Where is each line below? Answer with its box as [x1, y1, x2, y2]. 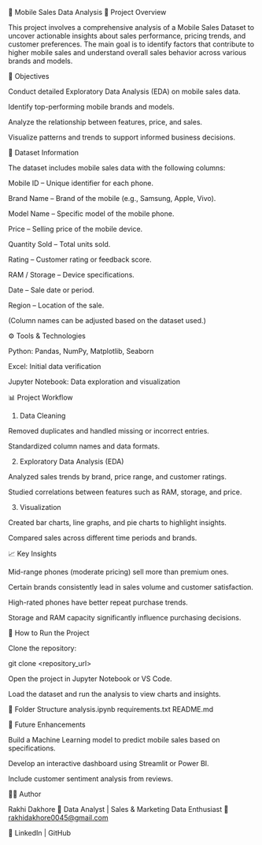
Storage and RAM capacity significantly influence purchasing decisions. [8, 613, 242, 622]
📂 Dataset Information [8, 148, 79, 157]
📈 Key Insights [8, 549, 57, 558]
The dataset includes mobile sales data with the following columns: [8, 163, 226, 173]
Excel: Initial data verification [8, 362, 101, 370]
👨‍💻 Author [8, 789, 42, 798]
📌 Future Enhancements [8, 720, 86, 729]
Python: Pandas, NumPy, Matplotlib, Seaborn [8, 347, 154, 355]
